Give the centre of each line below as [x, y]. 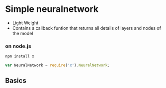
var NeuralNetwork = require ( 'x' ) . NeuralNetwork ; [58, 65]
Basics [16, 81]
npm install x [20, 56]
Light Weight [25, 23]
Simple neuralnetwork [52, 9]
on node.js [18, 46]
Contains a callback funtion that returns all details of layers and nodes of [87, 28]
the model [23, 33]
